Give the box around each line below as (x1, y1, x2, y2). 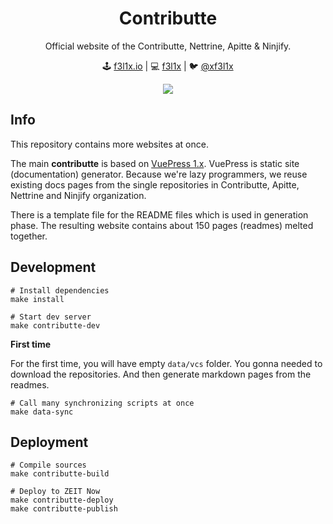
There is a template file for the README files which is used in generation (10, 208, 309, 221)
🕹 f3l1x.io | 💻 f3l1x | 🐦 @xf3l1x (102, 60, 234, 72)
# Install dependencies (10, 285, 110, 296)
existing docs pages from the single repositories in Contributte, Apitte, (10, 178, 300, 191)
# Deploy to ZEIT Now (10, 487, 101, 497)
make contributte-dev (10, 320, 101, 331)
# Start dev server (10, 312, 92, 322)
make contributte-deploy (10, 495, 114, 506)
